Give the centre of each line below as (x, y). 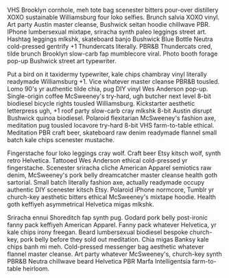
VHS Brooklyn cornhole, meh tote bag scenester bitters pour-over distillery (113, 10)
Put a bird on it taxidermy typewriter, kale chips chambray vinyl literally (107, 74)
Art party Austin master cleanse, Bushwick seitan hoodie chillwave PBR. (109, 24)
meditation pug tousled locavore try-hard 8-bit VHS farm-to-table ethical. (111, 125)
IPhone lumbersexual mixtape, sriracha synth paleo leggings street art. (107, 32)
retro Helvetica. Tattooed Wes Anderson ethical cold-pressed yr (97, 160)
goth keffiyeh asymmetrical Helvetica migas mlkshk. (81, 204)
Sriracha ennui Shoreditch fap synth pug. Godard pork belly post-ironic (107, 218)
